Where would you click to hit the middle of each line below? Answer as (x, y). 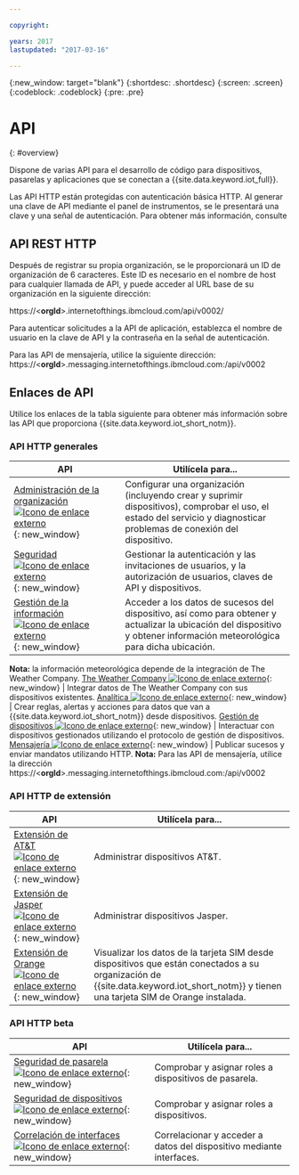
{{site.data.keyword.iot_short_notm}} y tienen (187, 985)
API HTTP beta (41, 1024)
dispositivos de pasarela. (206, 1078)
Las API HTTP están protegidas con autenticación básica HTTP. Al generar (146, 197)
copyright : (29, 25)
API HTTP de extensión (60, 796)
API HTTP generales (54, 446)
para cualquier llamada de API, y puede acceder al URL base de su (132, 284)
